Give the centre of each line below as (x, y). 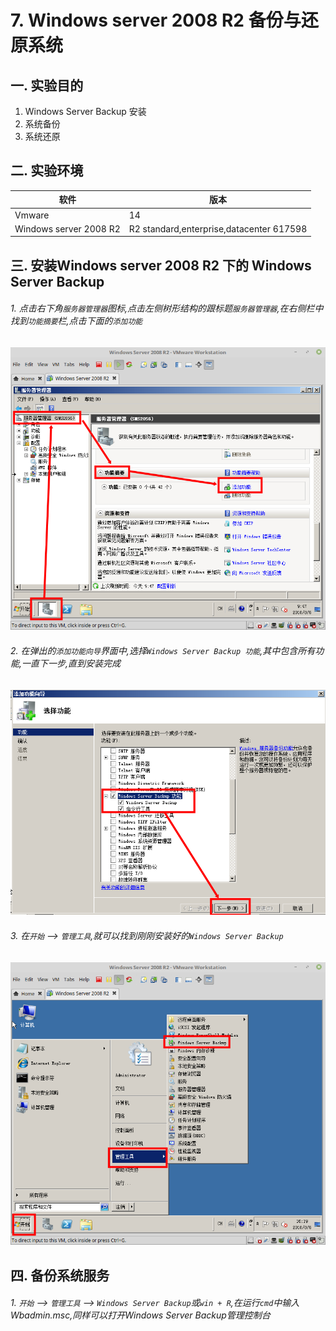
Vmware (32, 215)
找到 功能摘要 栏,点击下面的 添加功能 (76, 321)
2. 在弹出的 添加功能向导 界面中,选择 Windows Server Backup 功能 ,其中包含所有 (163, 651)
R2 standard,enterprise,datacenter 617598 (218, 228)
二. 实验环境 (47, 171)
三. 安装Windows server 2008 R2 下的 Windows (161, 265)
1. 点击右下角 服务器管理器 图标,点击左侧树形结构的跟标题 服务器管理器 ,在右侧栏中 (167, 308)
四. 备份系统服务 (60, 1275)
